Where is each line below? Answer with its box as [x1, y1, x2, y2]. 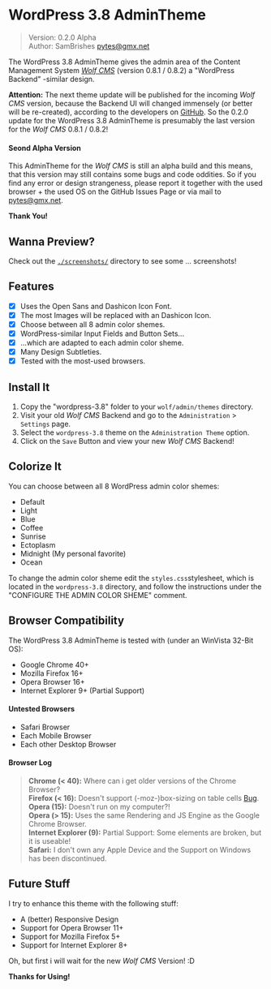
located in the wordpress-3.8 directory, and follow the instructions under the [8, 582, 262, 591]
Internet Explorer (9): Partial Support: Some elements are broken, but [28, 828, 262, 837]
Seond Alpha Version [8, 143, 81, 153]
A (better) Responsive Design [19, 914, 119, 924]
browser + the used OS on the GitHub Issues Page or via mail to [8, 187, 222, 196]
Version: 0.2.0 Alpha [28, 32, 97, 42]
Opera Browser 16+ [19, 677, 85, 686]
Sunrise [19, 531, 46, 541]
